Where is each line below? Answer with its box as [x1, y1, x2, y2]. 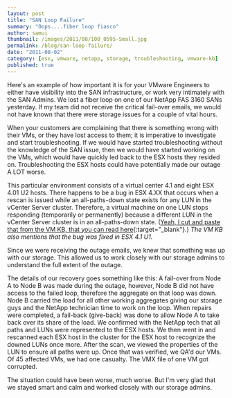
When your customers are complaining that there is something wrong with [7, 123, 219, 132]
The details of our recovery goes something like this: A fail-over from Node [7, 274, 222, 282]
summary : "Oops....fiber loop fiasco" [7, 23, 119, 30]
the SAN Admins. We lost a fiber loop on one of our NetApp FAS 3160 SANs [7, 95, 223, 104]
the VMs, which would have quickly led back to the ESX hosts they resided [7, 153, 220, 161]
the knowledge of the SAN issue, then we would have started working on [7, 145, 215, 154]
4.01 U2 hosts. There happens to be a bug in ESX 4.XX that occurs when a [7, 188, 220, 197]
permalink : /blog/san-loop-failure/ [7, 42, 113, 49]
